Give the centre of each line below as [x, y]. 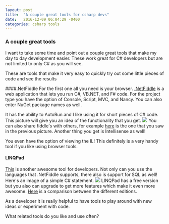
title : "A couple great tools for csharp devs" [57, 15]
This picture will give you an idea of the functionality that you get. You [81, 120]
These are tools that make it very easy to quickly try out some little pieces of [84, 73]
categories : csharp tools [32, 24]
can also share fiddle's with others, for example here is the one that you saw [84, 126]
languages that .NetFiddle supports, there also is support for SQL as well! [81, 174]
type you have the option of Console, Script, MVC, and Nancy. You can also [84, 99]
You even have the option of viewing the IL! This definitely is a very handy [82, 141]
